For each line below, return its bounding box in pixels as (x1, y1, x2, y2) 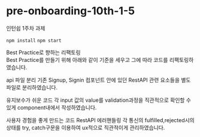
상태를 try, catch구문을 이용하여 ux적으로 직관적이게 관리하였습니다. (6, 124, 165, 131)
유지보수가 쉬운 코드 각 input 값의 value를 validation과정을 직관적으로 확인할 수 (6, 96, 192, 104)
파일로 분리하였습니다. (6, 83, 58, 91)
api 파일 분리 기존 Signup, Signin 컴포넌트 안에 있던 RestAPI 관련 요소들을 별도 (6, 76, 191, 83)
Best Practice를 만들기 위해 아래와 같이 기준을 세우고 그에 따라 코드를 (6, 56, 168, 63)
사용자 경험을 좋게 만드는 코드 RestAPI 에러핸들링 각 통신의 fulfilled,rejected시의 (6, 116, 195, 123)
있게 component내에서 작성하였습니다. (6, 104, 97, 111)
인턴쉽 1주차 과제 (6, 24, 46, 32)
